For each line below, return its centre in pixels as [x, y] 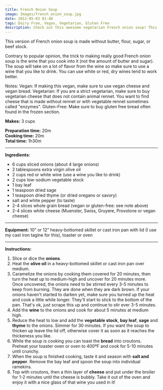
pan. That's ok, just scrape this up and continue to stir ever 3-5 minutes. [84, 305]
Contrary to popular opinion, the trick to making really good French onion [78, 56]
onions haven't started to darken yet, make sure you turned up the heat [83, 295]
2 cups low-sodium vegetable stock [48, 180]
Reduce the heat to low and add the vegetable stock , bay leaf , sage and [85, 321]
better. [12, 77]
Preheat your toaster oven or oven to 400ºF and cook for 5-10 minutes [82, 346]
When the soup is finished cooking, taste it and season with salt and [81, 356]
